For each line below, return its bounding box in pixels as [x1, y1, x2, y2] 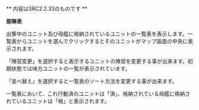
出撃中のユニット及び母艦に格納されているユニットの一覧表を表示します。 [6, 30, 188, 37]
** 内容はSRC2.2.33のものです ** [6, 5, 88, 12]
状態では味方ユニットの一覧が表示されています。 [11, 65, 131, 72]
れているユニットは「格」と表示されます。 [6, 98, 110, 105]
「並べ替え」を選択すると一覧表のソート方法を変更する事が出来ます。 [6, 77, 178, 85]
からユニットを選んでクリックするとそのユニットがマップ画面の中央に [16, 38, 188, 44]
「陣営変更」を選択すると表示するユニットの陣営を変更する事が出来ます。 [6, 58, 188, 64]
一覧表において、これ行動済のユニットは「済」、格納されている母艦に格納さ [6, 90, 191, 97]
